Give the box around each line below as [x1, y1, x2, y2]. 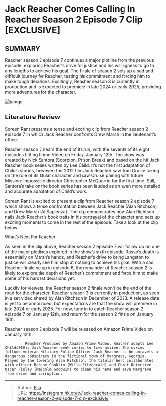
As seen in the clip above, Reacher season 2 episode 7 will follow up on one [5, 243, 160, 249]
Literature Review [5, 113, 61, 121]
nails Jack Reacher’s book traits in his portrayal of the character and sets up [5, 214, 160, 220]
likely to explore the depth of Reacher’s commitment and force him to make [5, 270, 158, 276]
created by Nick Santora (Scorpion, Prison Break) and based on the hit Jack [5, 157, 160, 163]
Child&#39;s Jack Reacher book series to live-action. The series [5, 345, 145, 350]
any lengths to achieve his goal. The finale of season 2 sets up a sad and [5, 68, 154, 74]
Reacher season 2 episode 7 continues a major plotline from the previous [5, 58, 154, 63]
